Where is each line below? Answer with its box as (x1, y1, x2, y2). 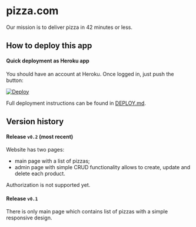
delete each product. (14, 170, 66, 177)
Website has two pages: (6, 146, 65, 153)
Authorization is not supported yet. (6, 182, 91, 189)
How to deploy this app (6, 41, 92, 51)
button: (6, 77, 24, 84)
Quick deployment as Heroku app (6, 57, 89, 64)
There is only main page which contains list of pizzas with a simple (6, 208, 168, 215)
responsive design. (6, 214, 52, 222)
